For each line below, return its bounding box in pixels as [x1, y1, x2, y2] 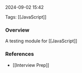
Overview [5, 26, 30, 33]
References [5, 50, 34, 57]
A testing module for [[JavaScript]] [5, 38, 77, 44]
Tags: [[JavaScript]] [5, 14, 47, 20]
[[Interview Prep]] [12, 62, 49, 68]
